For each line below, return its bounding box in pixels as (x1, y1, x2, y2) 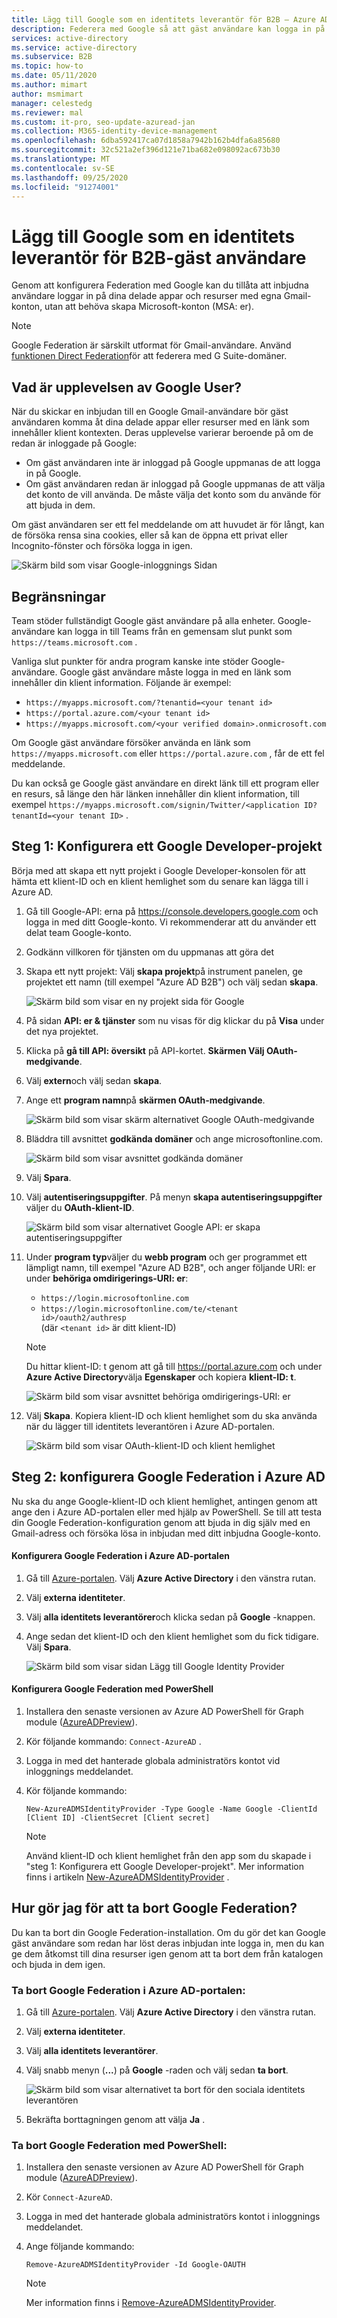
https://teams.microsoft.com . (11, 636, 138, 648)
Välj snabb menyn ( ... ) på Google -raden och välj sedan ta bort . (25, 2064, 289, 2076)
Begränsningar (11, 588, 106, 605)
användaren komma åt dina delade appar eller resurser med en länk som (11, 416, 310, 428)
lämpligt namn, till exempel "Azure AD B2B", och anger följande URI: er (25, 1261, 316, 1273)
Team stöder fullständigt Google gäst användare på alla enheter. (11, 614, 276, 626)
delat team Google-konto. (25, 926, 132, 938)
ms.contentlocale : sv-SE (11, 163, 115, 173)
